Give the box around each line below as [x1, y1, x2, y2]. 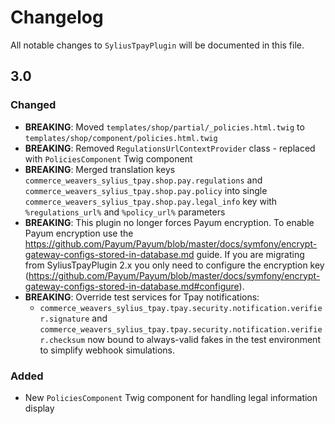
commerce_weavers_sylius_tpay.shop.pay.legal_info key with [24, 195, 278, 207]
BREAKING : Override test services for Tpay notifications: [24, 291, 260, 303]
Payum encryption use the [24, 227, 134, 239]
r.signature [39, 314, 90, 324]
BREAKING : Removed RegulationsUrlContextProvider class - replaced [24, 142, 316, 154]
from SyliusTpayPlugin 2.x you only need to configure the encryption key [24, 259, 325, 271]
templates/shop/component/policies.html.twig [24, 133, 218, 143]
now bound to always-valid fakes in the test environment [87, 333, 321, 345]
